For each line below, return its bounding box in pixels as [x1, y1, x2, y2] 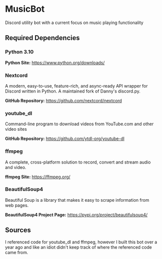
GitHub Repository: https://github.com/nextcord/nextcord [5, 97, 122, 103]
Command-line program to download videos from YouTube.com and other [5, 121, 154, 127]
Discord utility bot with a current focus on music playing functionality [5, 20, 144, 25]
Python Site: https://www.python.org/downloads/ [5, 60, 105, 66]
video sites [5, 126, 27, 132]
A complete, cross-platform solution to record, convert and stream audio [5, 159, 151, 165]
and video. [5, 164, 27, 170]
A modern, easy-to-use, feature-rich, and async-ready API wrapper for [5, 83, 148, 89]
